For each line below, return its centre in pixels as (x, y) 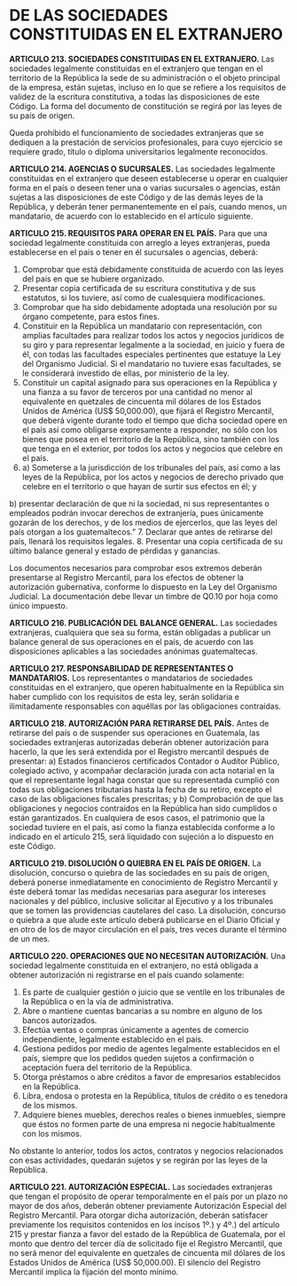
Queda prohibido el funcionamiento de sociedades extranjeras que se (137, 132)
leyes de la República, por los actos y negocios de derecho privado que (152, 477)
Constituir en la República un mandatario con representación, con (142, 326)
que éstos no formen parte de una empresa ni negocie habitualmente (148, 1123)
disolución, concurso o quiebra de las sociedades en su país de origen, (140, 872)
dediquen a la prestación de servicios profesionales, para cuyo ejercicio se (146, 142)
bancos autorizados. (59, 1020)
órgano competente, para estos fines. (90, 316)
